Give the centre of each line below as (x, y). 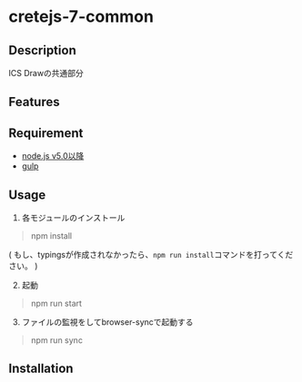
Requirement (46, 133)
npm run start (56, 304)
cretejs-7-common (81, 17)
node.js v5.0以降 (53, 156)
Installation (41, 369)
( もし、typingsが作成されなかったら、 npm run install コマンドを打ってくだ (151, 255)
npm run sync (57, 340)
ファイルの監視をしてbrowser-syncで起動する (107, 322)
